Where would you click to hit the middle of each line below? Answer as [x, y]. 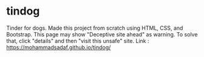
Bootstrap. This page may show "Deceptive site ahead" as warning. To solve [102, 34]
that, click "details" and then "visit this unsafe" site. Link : [78, 41]
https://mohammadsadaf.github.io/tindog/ [59, 47]
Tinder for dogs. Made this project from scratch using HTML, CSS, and [95, 28]
